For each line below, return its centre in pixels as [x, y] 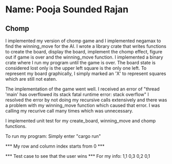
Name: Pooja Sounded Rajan [67, 10]
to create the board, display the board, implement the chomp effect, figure [84, 52]
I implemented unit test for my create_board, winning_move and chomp [81, 121]
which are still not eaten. [31, 79]
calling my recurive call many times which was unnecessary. [69, 111]
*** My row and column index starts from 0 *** [55, 146]
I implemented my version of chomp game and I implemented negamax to [83, 41]
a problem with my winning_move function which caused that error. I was [83, 105]
